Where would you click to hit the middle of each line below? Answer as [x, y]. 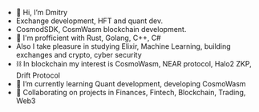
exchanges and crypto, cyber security [79, 55]
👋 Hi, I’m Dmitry [42, 12]
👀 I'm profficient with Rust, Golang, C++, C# [89, 38]
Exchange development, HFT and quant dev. [89, 21]
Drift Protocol [38, 75]
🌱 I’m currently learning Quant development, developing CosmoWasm [131, 84]
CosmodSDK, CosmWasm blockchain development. [101, 29]
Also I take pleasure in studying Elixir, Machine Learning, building [123, 46]
